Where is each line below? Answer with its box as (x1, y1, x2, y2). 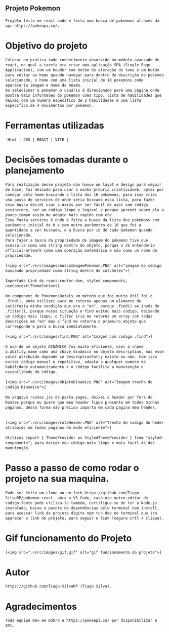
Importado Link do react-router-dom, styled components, (5, 278, 128, 283)
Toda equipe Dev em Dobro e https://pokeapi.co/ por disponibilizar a (5, 618, 157, 623)
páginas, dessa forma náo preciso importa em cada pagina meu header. (5, 405, 157, 410)
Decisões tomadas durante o (5, 154, 129, 165)
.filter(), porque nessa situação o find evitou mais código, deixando (5, 308, 159, 313)
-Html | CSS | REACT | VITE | (5, 137, 69, 142)
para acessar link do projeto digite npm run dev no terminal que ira (5, 510, 157, 516)
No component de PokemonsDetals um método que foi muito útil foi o (5, 293, 153, 298)
